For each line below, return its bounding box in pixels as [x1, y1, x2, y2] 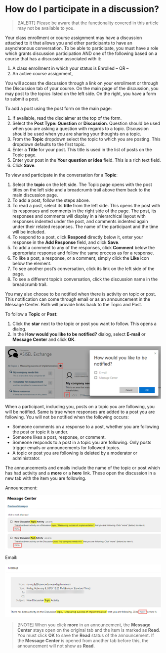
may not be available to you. [17, 25, 75, 31]
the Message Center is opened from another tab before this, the [17, 637, 149, 644]
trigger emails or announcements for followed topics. [12, 445, 121, 451]
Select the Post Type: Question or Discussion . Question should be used [12, 120, 161, 126]
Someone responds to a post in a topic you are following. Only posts [12, 439, 152, 446]
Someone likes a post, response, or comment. [12, 434, 106, 440]
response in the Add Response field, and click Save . [12, 239, 120, 245]
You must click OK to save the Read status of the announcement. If [17, 632, 154, 638]
